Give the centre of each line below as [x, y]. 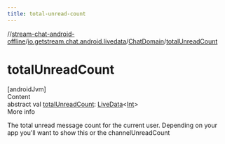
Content [19, 96]
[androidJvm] [27, 89]
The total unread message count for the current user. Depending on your [112, 125]
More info [21, 111]
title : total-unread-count [47, 14]
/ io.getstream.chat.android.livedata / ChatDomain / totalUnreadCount [122, 41]
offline [16, 41]
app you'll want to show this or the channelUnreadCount [89, 132]
